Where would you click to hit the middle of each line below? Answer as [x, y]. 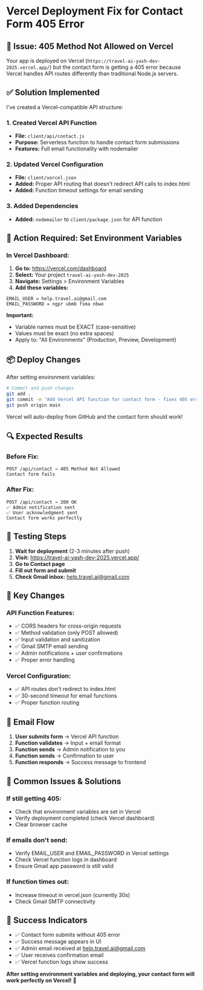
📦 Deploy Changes [43, 360]
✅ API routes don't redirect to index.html [65, 689]
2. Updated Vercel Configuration [55, 164]
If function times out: [38, 882]
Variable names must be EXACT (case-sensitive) [75, 327]
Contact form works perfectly [44, 518]
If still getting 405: [34, 799]
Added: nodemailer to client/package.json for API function [89, 219]
